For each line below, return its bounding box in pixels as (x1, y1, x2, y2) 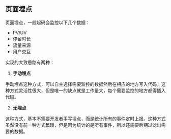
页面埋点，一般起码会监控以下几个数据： (5, 19, 90, 26)
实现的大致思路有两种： (5, 59, 54, 65)
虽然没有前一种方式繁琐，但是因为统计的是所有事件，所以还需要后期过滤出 (5, 122, 161, 128)
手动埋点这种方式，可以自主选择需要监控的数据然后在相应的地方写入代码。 (5, 81, 161, 87)
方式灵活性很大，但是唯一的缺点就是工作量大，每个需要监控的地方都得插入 (9, 87, 166, 94)
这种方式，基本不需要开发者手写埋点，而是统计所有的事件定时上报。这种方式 (5, 115, 166, 122)
